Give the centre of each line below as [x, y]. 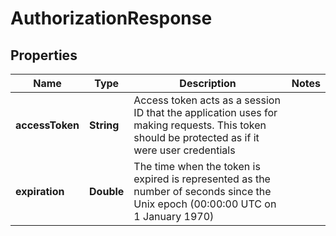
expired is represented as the [202, 179]
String [104, 125]
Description [208, 83]
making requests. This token [200, 125]
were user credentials [184, 150]
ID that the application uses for [205, 112]
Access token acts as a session [207, 100]
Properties [44, 55]
